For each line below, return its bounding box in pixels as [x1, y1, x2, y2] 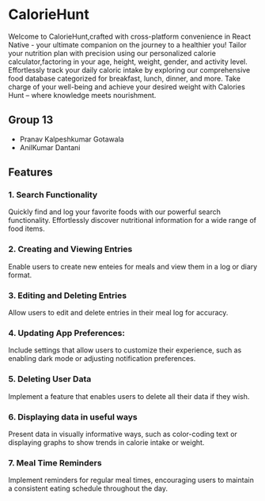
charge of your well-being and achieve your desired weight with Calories [8, 81, 245, 92]
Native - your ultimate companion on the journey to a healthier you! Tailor [8, 40, 247, 49]
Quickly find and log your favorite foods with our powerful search [8, 207, 221, 217]
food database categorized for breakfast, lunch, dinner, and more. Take [8, 73, 241, 83]
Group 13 [8, 113, 54, 127]
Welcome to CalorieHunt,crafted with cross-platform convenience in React [8, 32, 252, 41]
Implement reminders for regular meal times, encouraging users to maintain [8, 476, 255, 485]
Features [8, 166, 53, 179]
